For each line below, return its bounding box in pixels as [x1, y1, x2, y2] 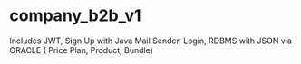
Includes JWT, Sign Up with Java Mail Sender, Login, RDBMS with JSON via [9, 35, 293, 46]
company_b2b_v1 [9, 5, 142, 26]
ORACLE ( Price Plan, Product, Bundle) [9, 44, 154, 55]
